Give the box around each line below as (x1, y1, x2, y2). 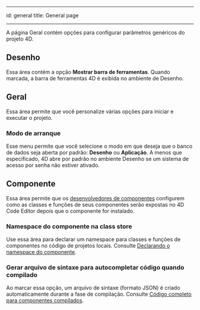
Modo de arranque (6, 129, 61, 137)
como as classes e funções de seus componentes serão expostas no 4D (6, 201, 185, 208)
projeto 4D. (6, 35, 34, 42)
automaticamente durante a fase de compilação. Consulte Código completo (6, 290, 192, 298)
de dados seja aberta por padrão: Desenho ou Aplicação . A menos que (6, 148, 183, 156)
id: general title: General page (6, 12, 79, 18)
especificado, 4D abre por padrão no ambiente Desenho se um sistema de (6, 155, 189, 162)
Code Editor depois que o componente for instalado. (6, 207, 135, 215)
